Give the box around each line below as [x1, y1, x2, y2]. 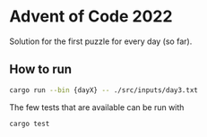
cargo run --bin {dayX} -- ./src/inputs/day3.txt [9, 85, 199, 95]
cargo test [9, 119, 50, 128]
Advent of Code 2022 [9, 6, 173, 27]
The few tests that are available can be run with [9, 101, 185, 113]
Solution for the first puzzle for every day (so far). [9, 36, 193, 47]
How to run [9, 62, 73, 77]
